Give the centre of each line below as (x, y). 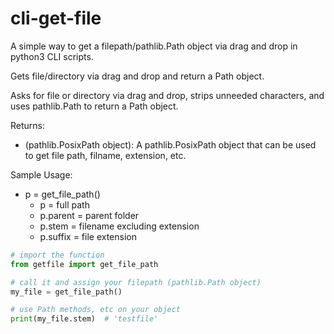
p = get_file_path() (62, 194)
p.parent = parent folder (89, 215)
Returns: (28, 125)
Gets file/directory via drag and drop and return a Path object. (137, 76)
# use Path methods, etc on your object (96, 310)
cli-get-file (56, 18)
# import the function (57, 255)
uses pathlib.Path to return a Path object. (94, 106)
